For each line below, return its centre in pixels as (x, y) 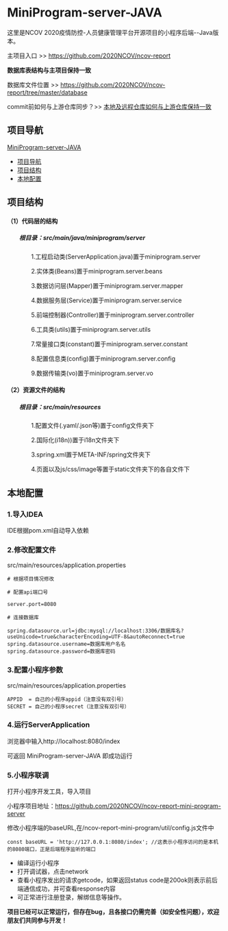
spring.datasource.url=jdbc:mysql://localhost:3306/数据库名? (96, 631)
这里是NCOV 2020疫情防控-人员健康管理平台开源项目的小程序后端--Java (110, 32)
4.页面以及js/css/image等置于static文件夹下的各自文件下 (110, 469)
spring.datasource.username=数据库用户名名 (66, 644)
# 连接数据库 (23, 618)
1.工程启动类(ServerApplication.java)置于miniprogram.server (115, 256)
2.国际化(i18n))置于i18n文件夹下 (75, 440)
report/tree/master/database (47, 92)
